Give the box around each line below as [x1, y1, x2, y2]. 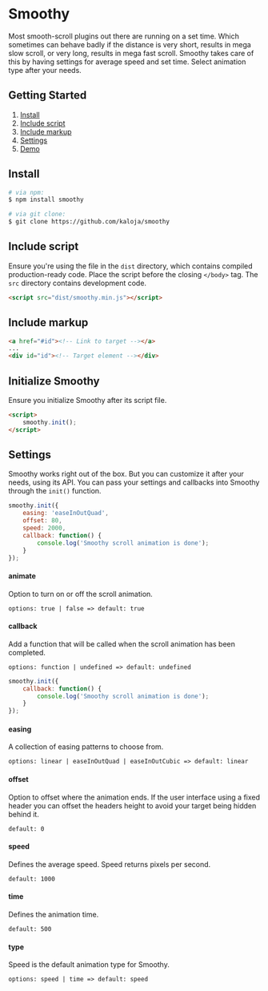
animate [8, 571, 36, 581]
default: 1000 [8, 875, 56, 883]
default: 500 [8, 925, 52, 933]
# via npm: [8, 188, 45, 196]
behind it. [8, 809, 40, 819]
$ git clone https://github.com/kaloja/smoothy [8, 218, 170, 226]
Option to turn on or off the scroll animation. [8, 589, 154, 598]
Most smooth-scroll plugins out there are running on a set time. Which [8, 31, 240, 41]
